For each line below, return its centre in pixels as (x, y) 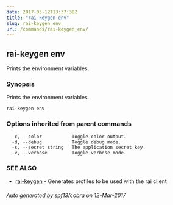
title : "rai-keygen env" (38, 18)
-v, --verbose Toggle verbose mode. (69, 153)
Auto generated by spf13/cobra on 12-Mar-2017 (66, 195)
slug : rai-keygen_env (34, 23)
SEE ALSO (22, 168)
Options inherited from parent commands (69, 124)
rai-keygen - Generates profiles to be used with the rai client (91, 181)
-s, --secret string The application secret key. (79, 147)
